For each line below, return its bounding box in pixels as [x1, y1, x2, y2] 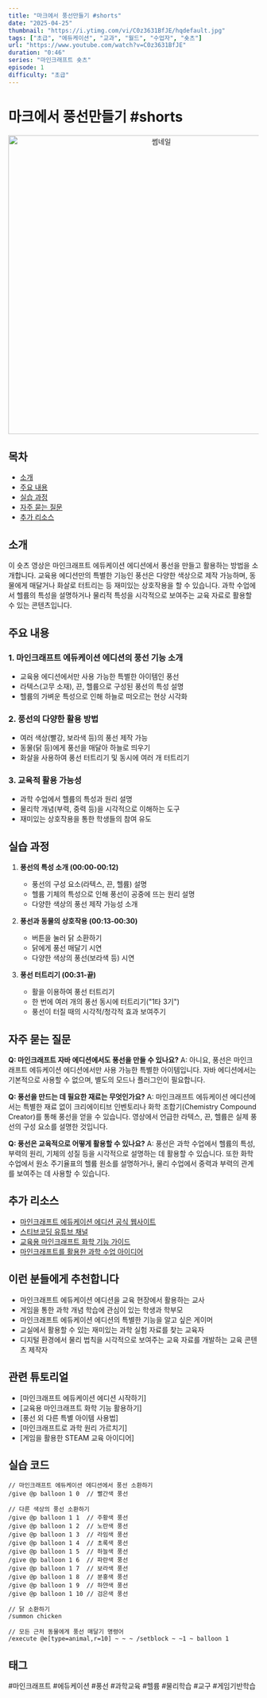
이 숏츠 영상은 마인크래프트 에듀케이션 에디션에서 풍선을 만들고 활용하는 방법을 [8, 561, 250, 571]
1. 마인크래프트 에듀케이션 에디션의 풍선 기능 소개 [8, 652, 184, 663]
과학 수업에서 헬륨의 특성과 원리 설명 [19, 794, 133, 804]
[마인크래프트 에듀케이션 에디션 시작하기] [19, 1393, 147, 1402]
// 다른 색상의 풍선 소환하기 [8, 1505, 90, 1514]
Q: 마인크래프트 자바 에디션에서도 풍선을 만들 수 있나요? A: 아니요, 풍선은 [8, 1055, 232, 1065]
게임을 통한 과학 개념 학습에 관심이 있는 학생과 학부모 [19, 1304, 184, 1315]
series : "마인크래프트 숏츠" [8, 57, 91, 65]
